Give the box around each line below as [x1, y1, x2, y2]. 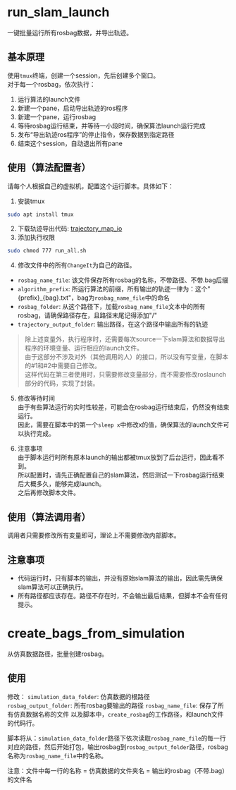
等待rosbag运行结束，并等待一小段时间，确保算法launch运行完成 [17, 121, 206, 130]
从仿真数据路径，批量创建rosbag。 [7, 650, 108, 658]
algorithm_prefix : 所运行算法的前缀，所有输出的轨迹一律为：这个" [17, 285, 211, 293]
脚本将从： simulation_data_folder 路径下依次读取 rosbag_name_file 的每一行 [7, 734, 227, 742]
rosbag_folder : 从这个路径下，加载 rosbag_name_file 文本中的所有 [17, 303, 206, 311]
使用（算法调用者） [7, 511, 91, 523]
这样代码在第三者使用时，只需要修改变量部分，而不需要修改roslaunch [24, 370, 227, 379]
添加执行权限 [17, 233, 55, 242]
